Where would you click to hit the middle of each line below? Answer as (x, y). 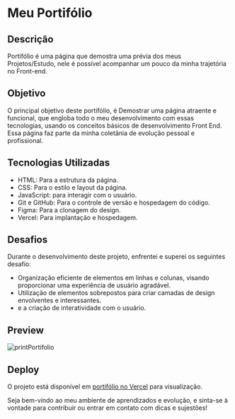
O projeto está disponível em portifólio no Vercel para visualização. (105, 386)
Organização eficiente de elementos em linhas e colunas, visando (114, 278)
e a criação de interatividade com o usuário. (82, 308)
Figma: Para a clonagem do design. (69, 209)
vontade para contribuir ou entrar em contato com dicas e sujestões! (107, 408)
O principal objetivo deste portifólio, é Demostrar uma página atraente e (112, 110)
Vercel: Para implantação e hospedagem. (78, 217)
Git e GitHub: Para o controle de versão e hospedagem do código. (114, 202)
